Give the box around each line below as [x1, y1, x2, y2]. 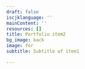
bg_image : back [6, 37, 45, 43]
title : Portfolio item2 [6, 31, 66, 38]
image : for [6, 43, 34, 49]
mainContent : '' [6, 20, 47, 26]
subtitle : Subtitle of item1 [6, 48, 80, 54]
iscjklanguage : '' [6, 15, 52, 21]
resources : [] [6, 25, 42, 32]
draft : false [6, 8, 39, 15]
